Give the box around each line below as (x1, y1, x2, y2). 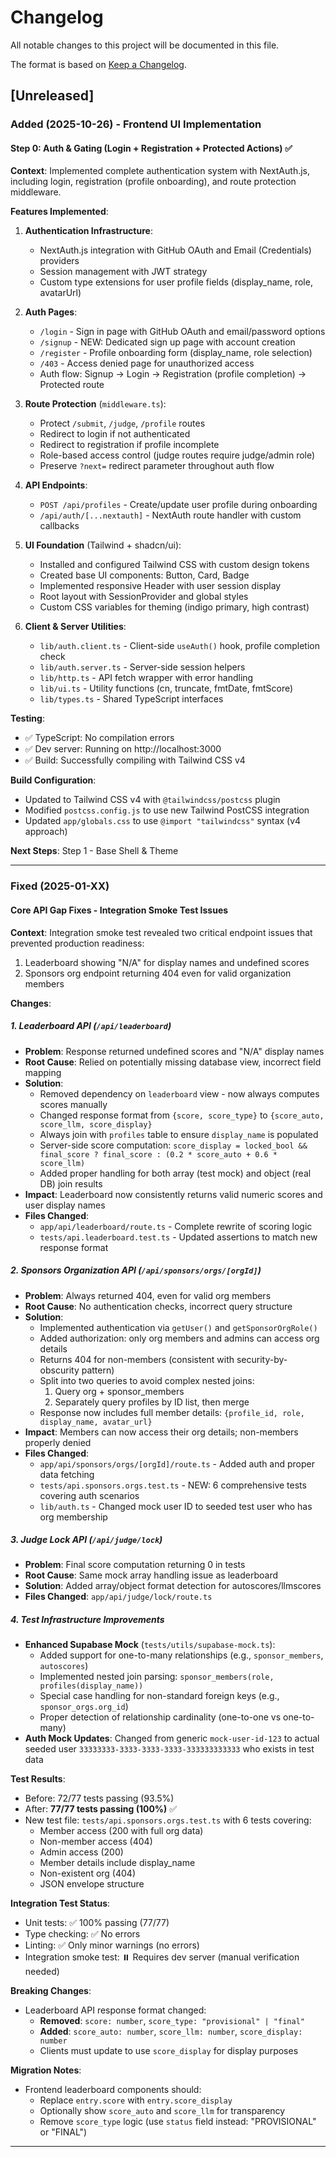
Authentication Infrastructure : (24, 225, 153, 237)
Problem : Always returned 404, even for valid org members (24, 1289, 272, 1301)
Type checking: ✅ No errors (24, 1928, 141, 1940)
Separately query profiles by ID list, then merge (54, 1396, 250, 1408)
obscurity (39, 1364, 80, 1376)
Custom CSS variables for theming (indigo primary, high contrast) (39, 601, 310, 613)
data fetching (39, 1468, 95, 1480)
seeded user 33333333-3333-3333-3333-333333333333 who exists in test (24, 1743, 315, 1755)
